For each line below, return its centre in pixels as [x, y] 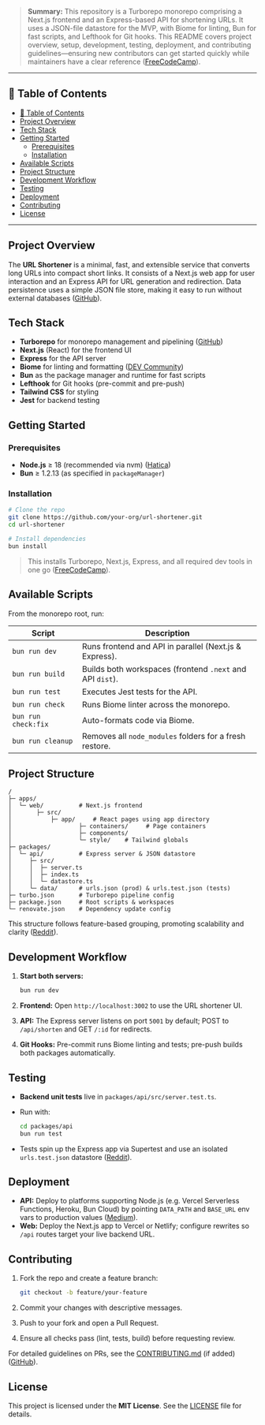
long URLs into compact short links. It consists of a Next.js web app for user [131, 273]
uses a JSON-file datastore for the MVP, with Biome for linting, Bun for [142, 28]
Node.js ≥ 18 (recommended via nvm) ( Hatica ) [95, 465]
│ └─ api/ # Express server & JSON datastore [102, 854]
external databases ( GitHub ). [55, 298]
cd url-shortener [37, 525]
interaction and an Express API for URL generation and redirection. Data [125, 281]
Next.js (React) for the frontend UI [75, 350]
